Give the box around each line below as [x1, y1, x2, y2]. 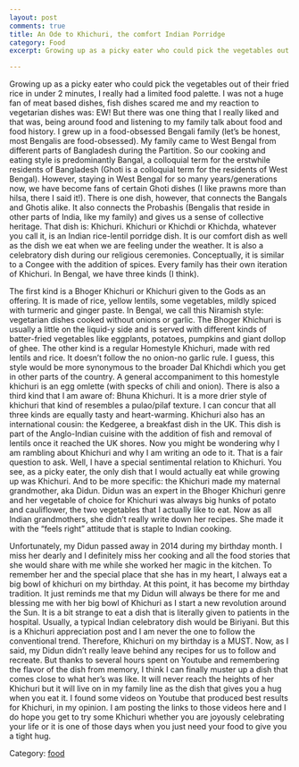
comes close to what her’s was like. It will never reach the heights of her [9, 674, 275, 685]
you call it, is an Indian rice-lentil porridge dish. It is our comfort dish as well [9, 231, 288, 241]
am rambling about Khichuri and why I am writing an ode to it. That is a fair [9, 448, 283, 459]
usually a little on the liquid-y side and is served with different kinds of [9, 324, 268, 335]
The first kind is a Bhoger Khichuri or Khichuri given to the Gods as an [9, 286, 266, 297]
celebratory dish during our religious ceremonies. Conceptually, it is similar [9, 249, 285, 260]
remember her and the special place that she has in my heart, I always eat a [9, 569, 287, 580]
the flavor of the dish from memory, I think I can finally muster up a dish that [9, 664, 288, 675]
